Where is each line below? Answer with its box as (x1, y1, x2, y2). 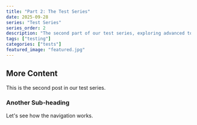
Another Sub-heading (6, 99, 70, 107)
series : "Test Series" (6, 19, 62, 25)
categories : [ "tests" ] (6, 42, 62, 48)
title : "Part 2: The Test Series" (6, 8, 91, 15)
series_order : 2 (6, 25, 46, 31)
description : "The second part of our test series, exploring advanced (6, 31, 185, 36)
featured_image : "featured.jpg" (6, 47, 85, 53)
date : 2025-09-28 (6, 14, 49, 20)
